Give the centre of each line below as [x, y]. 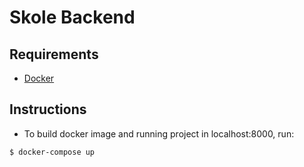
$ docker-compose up [52, 152]
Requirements [54, 54]
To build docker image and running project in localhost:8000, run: [159, 133]
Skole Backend [72, 17]
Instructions [48, 109]
